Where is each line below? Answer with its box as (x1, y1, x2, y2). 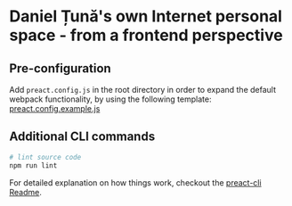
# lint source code (9, 152, 82, 161)
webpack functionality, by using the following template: (9, 94, 212, 104)
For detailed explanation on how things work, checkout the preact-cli (9, 177, 262, 188)
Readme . (9, 186, 43, 197)
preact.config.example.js (9, 103, 101, 113)
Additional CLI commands (9, 129, 156, 144)
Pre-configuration (9, 61, 111, 76)
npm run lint (9, 161, 58, 170)
